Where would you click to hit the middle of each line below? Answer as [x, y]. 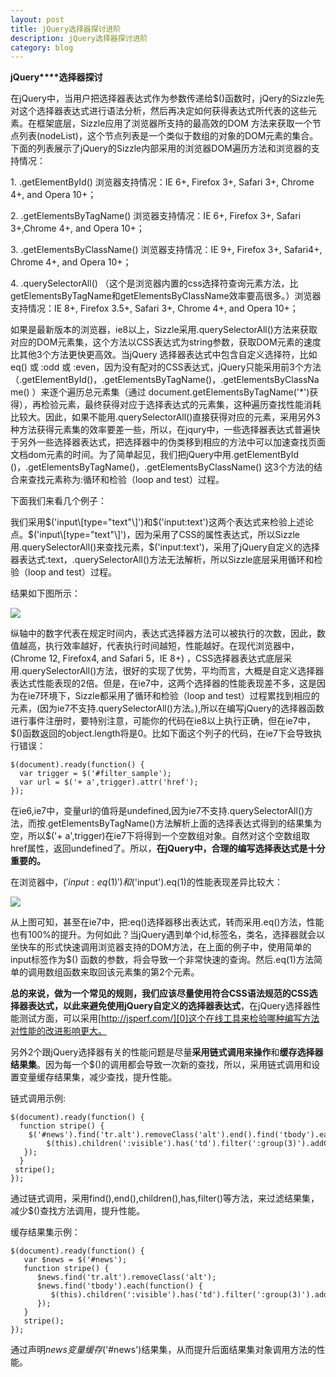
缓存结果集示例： [45, 1232]
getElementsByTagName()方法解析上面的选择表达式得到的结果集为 [185, 823]
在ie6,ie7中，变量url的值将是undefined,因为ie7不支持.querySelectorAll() [157, 811]
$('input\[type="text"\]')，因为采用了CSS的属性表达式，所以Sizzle [164, 535]
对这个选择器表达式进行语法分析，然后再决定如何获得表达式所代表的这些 [159, 111]
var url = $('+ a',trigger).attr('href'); [109, 782]
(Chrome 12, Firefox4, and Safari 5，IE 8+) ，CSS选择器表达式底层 [147, 658]
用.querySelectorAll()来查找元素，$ [82, 547]
